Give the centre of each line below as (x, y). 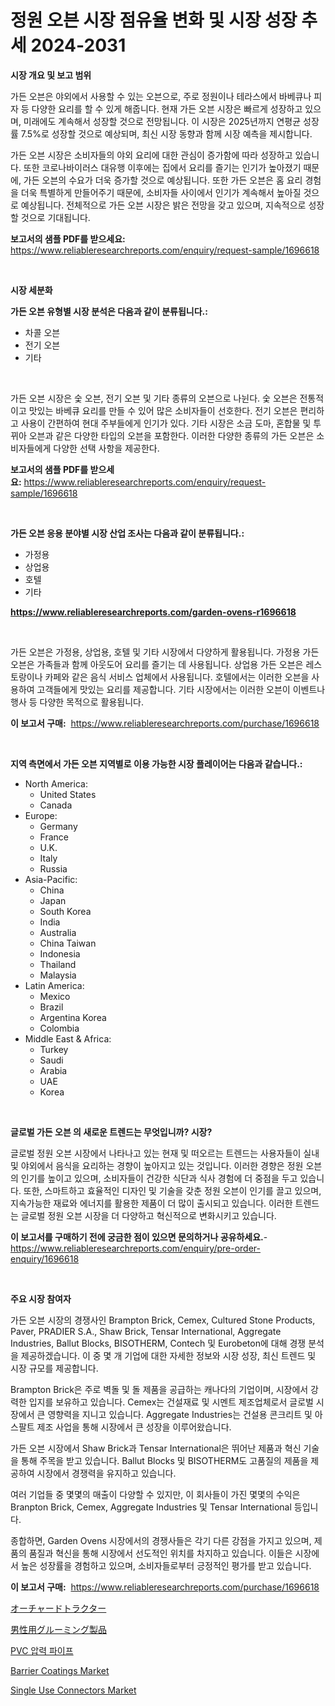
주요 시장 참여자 (41, 1298)
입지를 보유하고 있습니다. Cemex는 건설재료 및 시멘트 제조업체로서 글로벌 (171, 1402)
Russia (53, 868)
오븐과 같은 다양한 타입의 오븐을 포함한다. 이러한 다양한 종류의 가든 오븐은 (171, 435)
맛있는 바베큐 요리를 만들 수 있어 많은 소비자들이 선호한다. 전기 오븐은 (163, 410)
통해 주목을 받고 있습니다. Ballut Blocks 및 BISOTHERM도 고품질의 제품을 (164, 1460)
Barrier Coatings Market (60, 1670)
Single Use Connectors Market (73, 1690)
